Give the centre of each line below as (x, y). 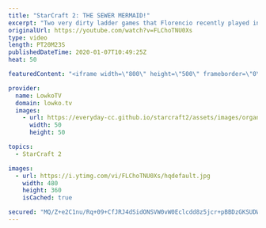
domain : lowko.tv (44, 103)
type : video (28, 38)
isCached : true (47, 198)
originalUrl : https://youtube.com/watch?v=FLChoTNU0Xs (101, 30)
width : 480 (40, 183)
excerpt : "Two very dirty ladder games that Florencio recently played (129, 23)
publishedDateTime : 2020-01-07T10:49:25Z (78, 52)
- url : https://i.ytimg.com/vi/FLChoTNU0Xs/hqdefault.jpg (113, 176)
